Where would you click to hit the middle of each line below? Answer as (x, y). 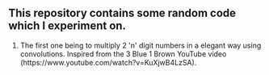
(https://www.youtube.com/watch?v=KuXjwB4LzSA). (108, 62)
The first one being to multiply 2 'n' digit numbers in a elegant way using (141, 45)
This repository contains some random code (122, 13)
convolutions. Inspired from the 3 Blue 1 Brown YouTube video (123, 54)
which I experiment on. (67, 26)
